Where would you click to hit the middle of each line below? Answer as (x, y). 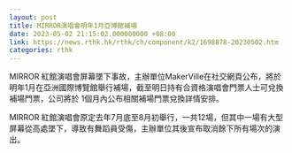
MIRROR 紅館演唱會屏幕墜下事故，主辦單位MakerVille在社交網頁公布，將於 (145, 77)
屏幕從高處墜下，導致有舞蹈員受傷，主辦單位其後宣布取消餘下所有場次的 (141, 128)
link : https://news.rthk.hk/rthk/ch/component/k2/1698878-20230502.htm (144, 42)
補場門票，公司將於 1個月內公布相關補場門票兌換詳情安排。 (116, 99)
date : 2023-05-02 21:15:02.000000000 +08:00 (92, 34)
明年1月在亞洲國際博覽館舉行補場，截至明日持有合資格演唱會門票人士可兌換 (146, 88)
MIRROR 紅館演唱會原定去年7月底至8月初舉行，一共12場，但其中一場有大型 (146, 118)
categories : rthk (41, 50)
